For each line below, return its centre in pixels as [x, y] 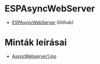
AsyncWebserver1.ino [34, 56]
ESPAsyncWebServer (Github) [43, 22]
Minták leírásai [36, 42]
